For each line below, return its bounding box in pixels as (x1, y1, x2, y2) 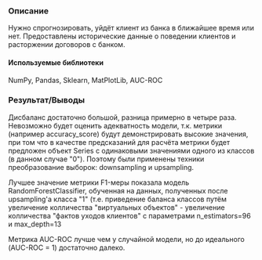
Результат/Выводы (8, 95, 85, 106)
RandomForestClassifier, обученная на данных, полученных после (8, 186, 228, 195)
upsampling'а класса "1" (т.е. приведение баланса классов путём (8, 194, 227, 204)
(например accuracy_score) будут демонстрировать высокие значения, (8, 129, 249, 139)
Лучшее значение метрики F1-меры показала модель (8, 178, 190, 187)
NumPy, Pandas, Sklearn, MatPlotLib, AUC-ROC (8, 75, 163, 85)
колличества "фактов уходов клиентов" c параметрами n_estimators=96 (8, 211, 251, 220)
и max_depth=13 (8, 219, 62, 229)
